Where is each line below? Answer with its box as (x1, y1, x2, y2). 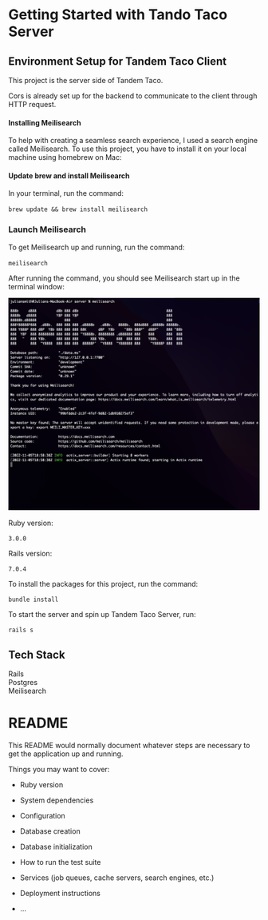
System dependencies (19, 795, 94, 805)
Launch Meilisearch (8, 224, 86, 235)
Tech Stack (8, 647, 65, 661)
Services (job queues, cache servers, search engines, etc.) (19, 873, 215, 882)
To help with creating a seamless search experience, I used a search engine (8, 136, 258, 145)
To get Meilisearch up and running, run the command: (8, 242, 185, 252)
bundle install (8, 595, 59, 604)
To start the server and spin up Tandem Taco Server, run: (8, 610, 197, 619)
